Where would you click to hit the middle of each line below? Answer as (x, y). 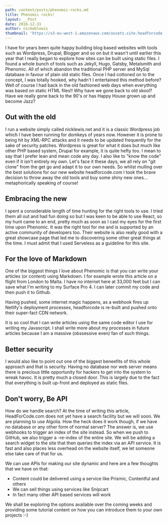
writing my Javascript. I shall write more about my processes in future (77, 328)
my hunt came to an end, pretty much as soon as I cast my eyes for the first (83, 221)
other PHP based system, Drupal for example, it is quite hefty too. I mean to (83, 151)
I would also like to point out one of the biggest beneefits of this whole (78, 362)
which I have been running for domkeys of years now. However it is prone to (84, 135)
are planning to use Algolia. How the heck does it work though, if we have (81, 422)
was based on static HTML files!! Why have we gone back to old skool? (79, 91)
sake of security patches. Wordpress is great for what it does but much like (83, 145)
